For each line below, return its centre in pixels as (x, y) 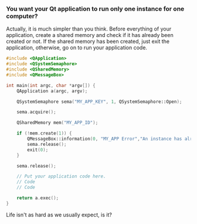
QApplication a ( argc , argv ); (52, 91)
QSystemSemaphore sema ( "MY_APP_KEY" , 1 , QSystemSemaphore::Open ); (99, 102)
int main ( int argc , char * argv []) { (51, 85)
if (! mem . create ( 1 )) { (44, 133)
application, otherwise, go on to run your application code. (77, 48)
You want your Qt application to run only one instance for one (95, 9)
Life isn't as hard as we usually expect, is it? (59, 215)
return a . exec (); (38, 198)
